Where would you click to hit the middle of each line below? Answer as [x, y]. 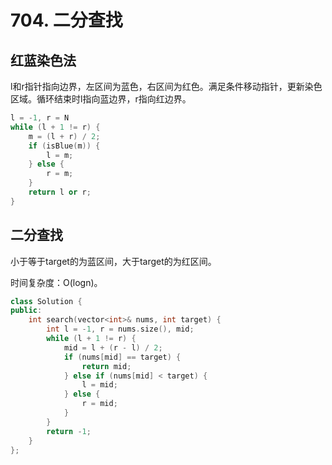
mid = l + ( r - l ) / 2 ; [113, 347]
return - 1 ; [69, 431]
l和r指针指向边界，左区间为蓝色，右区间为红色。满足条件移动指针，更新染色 [166, 86]
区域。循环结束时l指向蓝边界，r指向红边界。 [101, 99]
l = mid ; [99, 385]
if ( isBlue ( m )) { [64, 146]
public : [26, 311]
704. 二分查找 [66, 20]
